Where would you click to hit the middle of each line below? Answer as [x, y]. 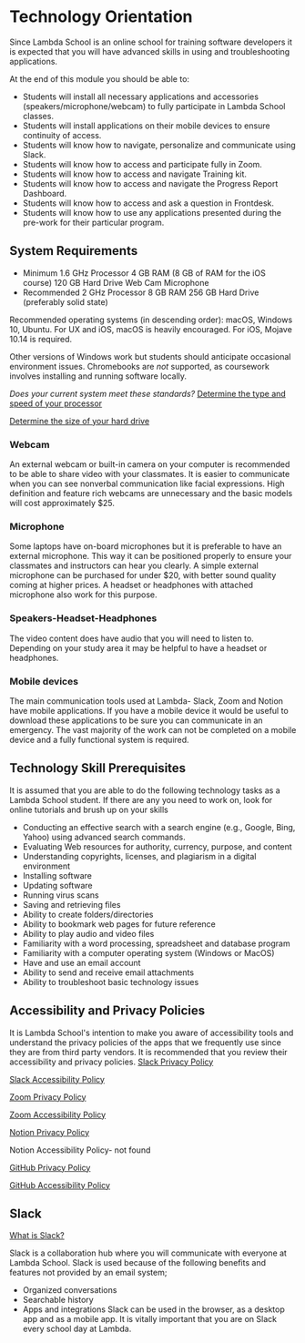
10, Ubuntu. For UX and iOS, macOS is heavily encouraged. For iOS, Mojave [151, 329]
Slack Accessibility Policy [57, 1079]
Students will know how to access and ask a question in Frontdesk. [148, 203]
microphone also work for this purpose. [83, 595]
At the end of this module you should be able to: [99, 78]
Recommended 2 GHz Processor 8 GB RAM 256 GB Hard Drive [141, 292]
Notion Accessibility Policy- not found [80, 1150]
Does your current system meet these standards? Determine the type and [148, 393]
